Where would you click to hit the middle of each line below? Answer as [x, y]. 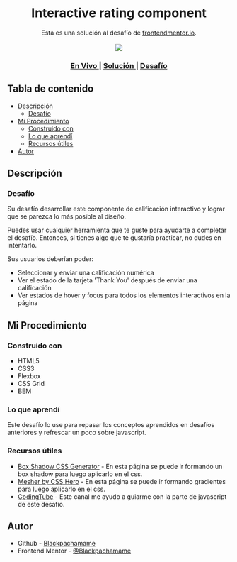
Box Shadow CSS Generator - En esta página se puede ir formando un [120, 466]
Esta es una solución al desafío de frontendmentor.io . [119, 33]
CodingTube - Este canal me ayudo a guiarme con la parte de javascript [122, 496]
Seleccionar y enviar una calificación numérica [86, 273]
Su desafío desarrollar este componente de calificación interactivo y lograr [116, 209]
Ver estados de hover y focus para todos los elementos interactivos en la [124, 295]
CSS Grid [31, 384]
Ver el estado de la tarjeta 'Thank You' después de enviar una [108, 280]
